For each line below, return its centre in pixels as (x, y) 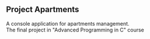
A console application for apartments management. (68, 23)
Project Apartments (43, 10)
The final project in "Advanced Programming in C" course (75, 30)
